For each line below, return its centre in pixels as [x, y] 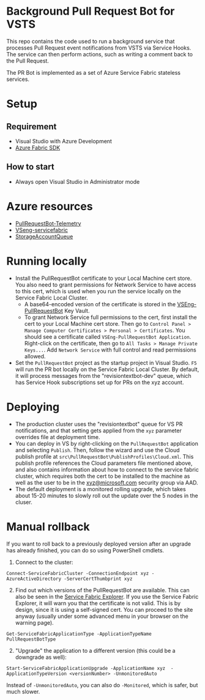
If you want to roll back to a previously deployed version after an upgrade [99, 544]
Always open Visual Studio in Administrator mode [77, 181]
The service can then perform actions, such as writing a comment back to [99, 54]
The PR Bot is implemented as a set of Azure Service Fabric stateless [93, 72]
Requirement [32, 126]
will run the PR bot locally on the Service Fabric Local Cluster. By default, [107, 369]
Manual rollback [48, 526]
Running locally [47, 261]
